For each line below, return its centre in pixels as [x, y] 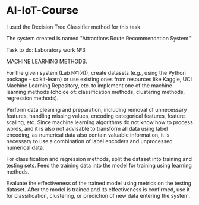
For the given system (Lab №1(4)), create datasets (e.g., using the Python [96, 72]
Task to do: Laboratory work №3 [46, 50]
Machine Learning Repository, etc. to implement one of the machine [89, 85]
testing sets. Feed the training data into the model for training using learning [99, 165]
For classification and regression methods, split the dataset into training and [99, 159]
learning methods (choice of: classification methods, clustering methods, [96, 92]
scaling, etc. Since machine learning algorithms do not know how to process [99, 122]
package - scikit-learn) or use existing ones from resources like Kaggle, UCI [99, 79]
